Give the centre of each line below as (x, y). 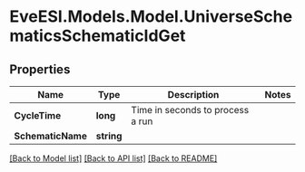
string (109, 136)
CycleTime (38, 115)
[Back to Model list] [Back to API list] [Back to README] (113, 158)
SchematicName (51, 136)
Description (193, 95)
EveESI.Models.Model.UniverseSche (151, 17)
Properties (40, 69)
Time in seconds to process (190, 110)
